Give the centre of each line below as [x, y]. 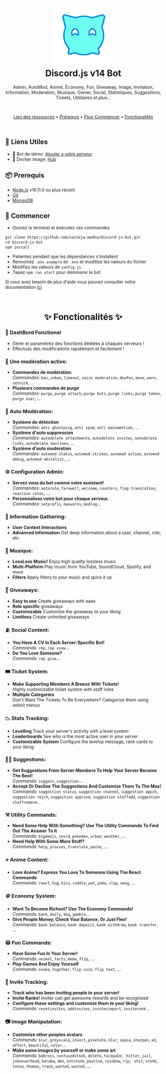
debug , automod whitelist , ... [41, 459]
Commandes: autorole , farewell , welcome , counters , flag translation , [84, 488]
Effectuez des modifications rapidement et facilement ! [68, 349]
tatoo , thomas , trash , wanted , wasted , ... [52, 1066]
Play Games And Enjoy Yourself [45, 964]
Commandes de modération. [42, 373]
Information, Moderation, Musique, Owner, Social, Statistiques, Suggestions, [83, 92]
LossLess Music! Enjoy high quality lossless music [64, 562]
